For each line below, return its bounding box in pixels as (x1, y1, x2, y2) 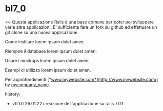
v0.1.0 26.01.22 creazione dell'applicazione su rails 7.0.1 (12, 100, 123, 106)
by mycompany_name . (5, 81, 50, 88)
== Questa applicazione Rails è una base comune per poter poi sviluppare (5, 19, 154, 25)
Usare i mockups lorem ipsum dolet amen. (5, 57, 90, 63)
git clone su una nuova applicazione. (5, 29, 79, 35)
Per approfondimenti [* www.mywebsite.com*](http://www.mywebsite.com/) (5, 76, 158, 82)
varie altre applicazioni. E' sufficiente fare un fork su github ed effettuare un (5, 24, 157, 30)
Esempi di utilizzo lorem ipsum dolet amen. (5, 67, 91, 73)
